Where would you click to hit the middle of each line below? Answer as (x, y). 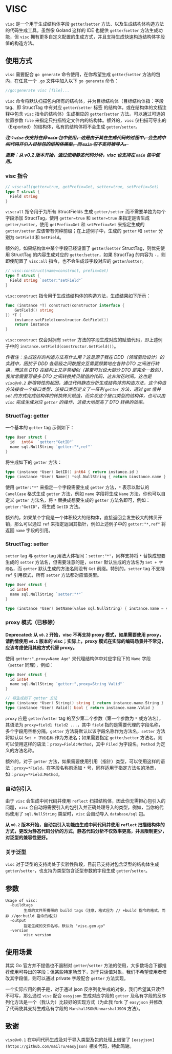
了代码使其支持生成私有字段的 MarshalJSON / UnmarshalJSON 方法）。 (74, 1009)
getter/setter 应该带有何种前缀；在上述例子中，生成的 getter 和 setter (81, 231)
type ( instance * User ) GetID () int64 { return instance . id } (72, 472)
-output (18, 921)
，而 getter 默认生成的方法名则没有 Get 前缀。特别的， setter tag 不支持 (89, 569)
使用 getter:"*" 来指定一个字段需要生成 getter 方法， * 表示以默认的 (77, 487)
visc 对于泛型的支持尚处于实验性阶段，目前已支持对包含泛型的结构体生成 (82, 864)
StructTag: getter (27, 416)
